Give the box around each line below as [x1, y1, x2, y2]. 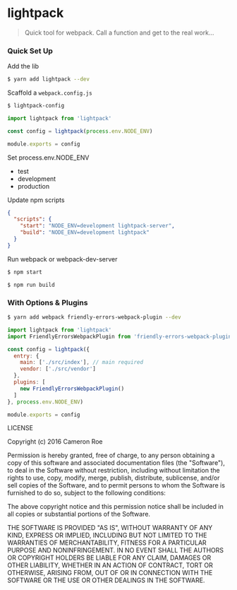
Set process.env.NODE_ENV [7, 153, 90, 162]
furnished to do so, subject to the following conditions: [7, 489, 166, 497]
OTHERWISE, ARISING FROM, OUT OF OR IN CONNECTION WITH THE [7, 569, 213, 577]
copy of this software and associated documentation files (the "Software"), [7, 459, 226, 467]
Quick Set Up [7, 46, 53, 56]
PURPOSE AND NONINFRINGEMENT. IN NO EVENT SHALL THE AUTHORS [7, 546, 224, 555]
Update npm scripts [7, 196, 65, 204]
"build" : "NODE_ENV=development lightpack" [20, 229, 150, 236]
